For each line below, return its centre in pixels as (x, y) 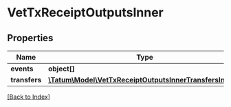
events (22, 69)
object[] (61, 69)
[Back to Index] (29, 97)
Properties (30, 38)
